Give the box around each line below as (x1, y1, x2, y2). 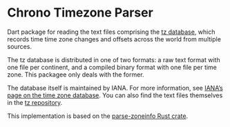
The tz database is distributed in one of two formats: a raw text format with (7, 55, 220, 63)
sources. (7, 42, 32, 50)
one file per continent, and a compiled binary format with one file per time (7, 63, 218, 71)
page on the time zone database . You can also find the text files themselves (7, 91, 223, 99)
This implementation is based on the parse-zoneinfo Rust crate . (7, 112, 189, 120)
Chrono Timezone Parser (7, 5, 153, 21)
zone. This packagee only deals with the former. (7, 70, 144, 79)
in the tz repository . (7, 98, 63, 106)
